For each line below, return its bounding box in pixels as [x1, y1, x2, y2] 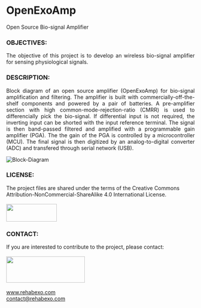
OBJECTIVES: [6, 38, 47, 47]
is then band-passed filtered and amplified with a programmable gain [6, 125, 195, 132]
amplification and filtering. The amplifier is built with [6, 93, 139, 101]
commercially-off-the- [140, 93, 195, 101]
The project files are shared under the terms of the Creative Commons [6, 184, 180, 192]
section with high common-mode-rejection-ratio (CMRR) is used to [6, 106, 195, 113]
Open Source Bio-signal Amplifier [6, 23, 89, 31]
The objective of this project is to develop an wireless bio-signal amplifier [6, 52, 195, 59]
